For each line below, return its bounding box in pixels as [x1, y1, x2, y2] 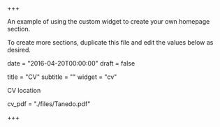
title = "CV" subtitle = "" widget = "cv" [7, 73, 117, 81]
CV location [7, 87, 41, 94]
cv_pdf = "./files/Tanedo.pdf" [7, 100, 91, 108]
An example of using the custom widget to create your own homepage [7, 17, 210, 25]
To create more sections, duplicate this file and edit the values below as [7, 38, 214, 46]
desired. [7, 46, 31, 54]
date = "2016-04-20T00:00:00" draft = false [7, 59, 135, 67]
